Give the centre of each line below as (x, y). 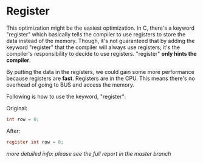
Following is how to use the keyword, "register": (66, 96)
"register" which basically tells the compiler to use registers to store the (96, 34)
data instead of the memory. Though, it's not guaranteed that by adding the (101, 41)
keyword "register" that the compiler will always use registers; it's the (93, 47)
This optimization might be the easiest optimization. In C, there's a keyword (101, 28)
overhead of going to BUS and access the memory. (71, 85)
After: (13, 131)
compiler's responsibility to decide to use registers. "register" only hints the (101, 53)
